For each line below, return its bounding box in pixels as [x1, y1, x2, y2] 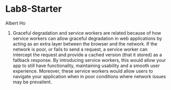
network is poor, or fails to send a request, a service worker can [12, 46, 148, 52]
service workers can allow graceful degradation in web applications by [12, 35, 162, 41]
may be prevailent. [12, 79, 52, 85]
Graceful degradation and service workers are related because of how [12, 30, 161, 36]
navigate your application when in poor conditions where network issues [12, 73, 166, 79]
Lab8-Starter [5, 3, 62, 15]
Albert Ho [5, 20, 26, 26]
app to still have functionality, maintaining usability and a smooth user [12, 62, 160, 69]
